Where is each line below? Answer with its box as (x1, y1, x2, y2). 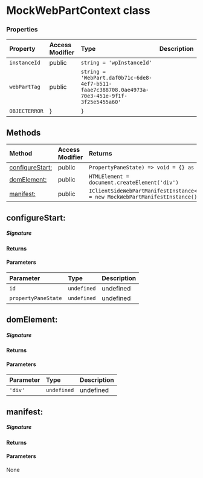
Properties (6, 25, 38, 34)
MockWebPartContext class (6, 4, 150, 18)
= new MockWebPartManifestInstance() (88, 194, 198, 200)
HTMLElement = (88, 173, 130, 180)
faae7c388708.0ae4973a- (80, 87, 149, 94)
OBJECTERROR (9, 108, 44, 115)
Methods (6, 128, 41, 138)
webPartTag (9, 83, 40, 91)
